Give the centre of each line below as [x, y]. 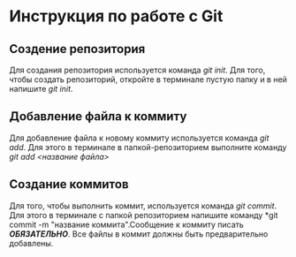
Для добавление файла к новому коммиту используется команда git [139, 138]
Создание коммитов [69, 184]
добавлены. [31, 243]
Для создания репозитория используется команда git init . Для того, [137, 70]
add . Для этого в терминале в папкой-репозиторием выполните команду [148, 147]
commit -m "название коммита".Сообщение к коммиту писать [127, 224]
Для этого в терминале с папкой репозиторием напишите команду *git [144, 215]
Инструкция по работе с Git [116, 16]
